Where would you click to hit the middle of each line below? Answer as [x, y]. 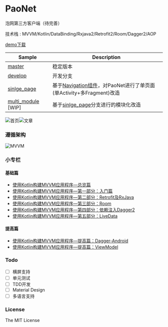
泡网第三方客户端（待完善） [34, 23]
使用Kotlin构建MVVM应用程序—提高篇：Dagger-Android [70, 240]
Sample [27, 57]
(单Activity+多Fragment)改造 [86, 93]
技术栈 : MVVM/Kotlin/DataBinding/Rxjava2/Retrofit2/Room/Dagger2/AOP [81, 34]
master [16, 66]
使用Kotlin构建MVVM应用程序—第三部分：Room [62, 204]
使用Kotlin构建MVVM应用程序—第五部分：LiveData [65, 216]
